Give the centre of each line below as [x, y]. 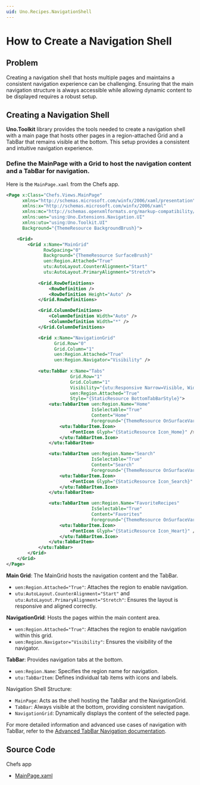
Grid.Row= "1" [86, 376]
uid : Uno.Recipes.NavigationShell [49, 12]
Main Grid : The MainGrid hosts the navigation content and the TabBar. [92, 576]
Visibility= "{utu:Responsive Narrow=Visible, [127, 387]
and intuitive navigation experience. [50, 148]
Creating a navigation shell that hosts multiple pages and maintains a [90, 77]
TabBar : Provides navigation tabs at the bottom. [65, 659]
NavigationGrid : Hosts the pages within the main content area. [83, 617]
